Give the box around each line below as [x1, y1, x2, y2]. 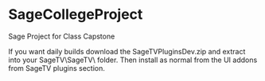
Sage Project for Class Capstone [8, 31, 115, 41]
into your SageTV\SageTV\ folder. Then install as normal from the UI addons [8, 55, 258, 64]
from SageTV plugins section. [8, 63, 105, 72]
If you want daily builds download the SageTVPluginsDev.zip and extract [8, 46, 246, 56]
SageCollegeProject [8, 6, 143, 24]
